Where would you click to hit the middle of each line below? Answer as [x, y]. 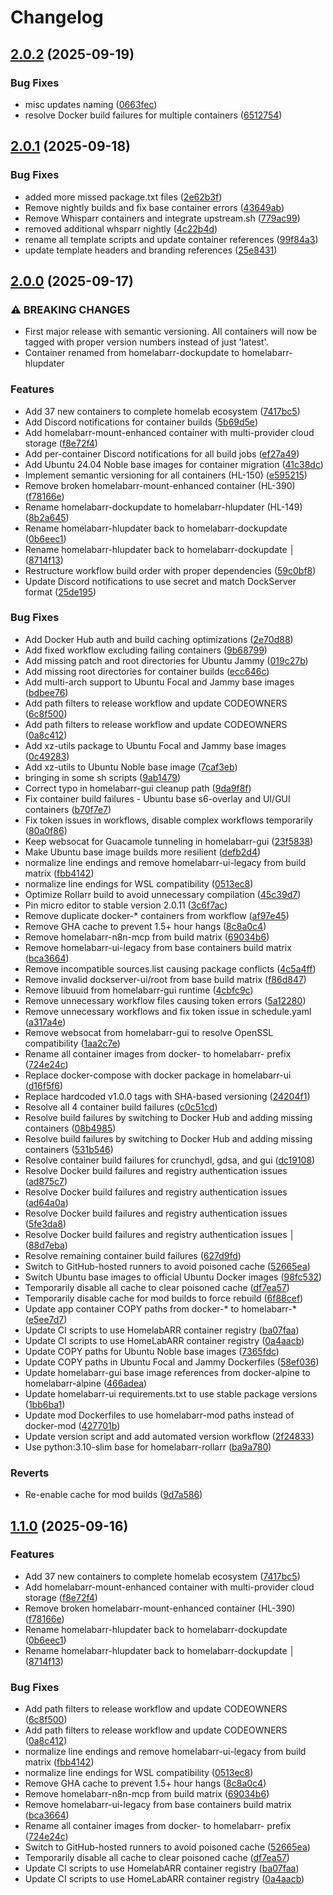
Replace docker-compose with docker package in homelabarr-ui [158, 1075]
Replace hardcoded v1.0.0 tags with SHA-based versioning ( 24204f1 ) [167, 1096]
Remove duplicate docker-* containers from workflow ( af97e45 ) [157, 915]
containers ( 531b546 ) [69, 1149]
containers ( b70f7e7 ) [68, 809]
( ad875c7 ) [46, 1181]
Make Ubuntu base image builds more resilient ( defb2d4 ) [143, 852]
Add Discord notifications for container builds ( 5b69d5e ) [141, 422]
